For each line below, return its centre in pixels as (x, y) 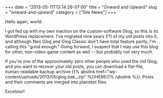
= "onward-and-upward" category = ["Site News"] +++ (61, 12)
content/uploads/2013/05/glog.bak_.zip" (46, 77)
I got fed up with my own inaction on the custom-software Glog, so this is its (82, 31)
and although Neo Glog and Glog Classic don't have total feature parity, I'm (81, 41)
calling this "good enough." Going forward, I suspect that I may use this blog (82, 47)
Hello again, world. (24, 22)
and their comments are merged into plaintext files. (56, 82)
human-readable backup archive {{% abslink (50, 72)
